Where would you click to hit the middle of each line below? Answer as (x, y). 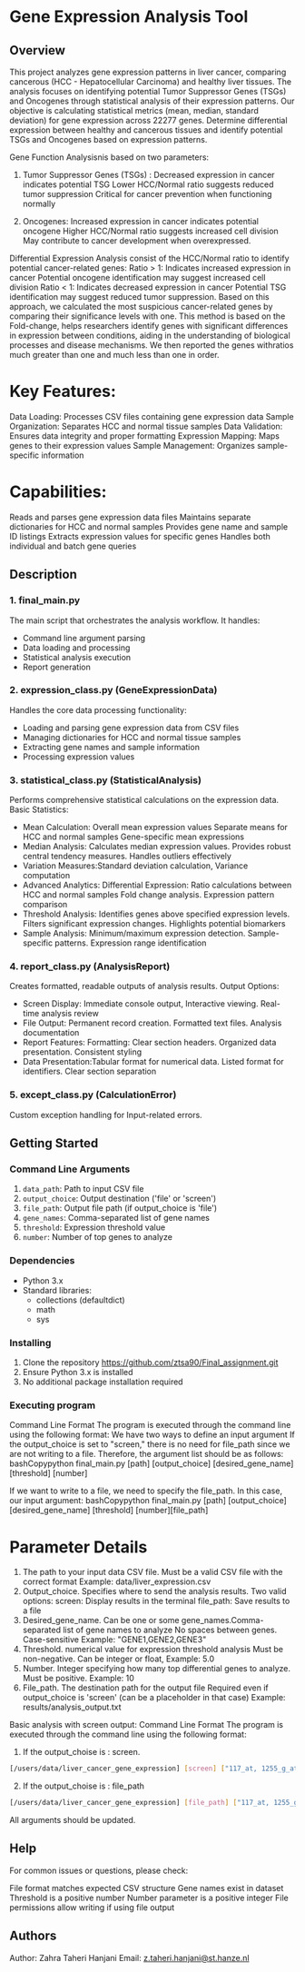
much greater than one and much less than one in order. (114, 355)
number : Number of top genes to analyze (97, 1237)
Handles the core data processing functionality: (98, 709)
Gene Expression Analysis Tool (129, 17)
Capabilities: (58, 492)
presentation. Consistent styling (82, 1052)
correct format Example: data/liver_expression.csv (117, 1581)
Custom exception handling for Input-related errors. (106, 1115)
